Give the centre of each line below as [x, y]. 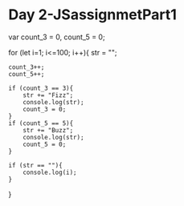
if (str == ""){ [35, 165]
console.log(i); [50, 172]
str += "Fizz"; [48, 95]
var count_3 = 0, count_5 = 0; [57, 37]
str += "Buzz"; [48, 130]
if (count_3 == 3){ [41, 88]
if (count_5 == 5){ [41, 123]
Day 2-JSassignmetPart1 [92, 15]
